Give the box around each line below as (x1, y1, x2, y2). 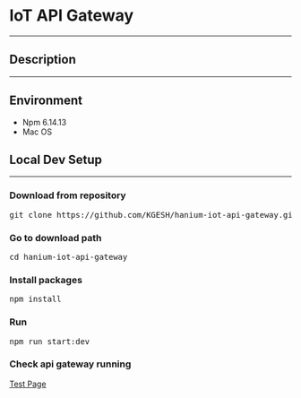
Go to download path (9, 231, 102, 244)
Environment (9, 93, 83, 108)
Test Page (9, 378, 47, 389)
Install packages (9, 273, 83, 286)
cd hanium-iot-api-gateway (9, 252, 128, 262)
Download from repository (9, 189, 127, 202)
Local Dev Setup (9, 151, 103, 167)
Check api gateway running (9, 358, 132, 370)
